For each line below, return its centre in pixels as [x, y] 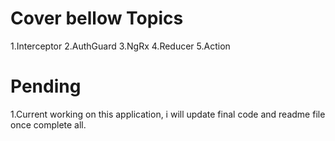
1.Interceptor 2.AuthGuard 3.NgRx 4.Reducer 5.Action [120, 46]
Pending [46, 86]
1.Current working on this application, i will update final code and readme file [168, 114]
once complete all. [48, 124]
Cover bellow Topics [97, 18]
